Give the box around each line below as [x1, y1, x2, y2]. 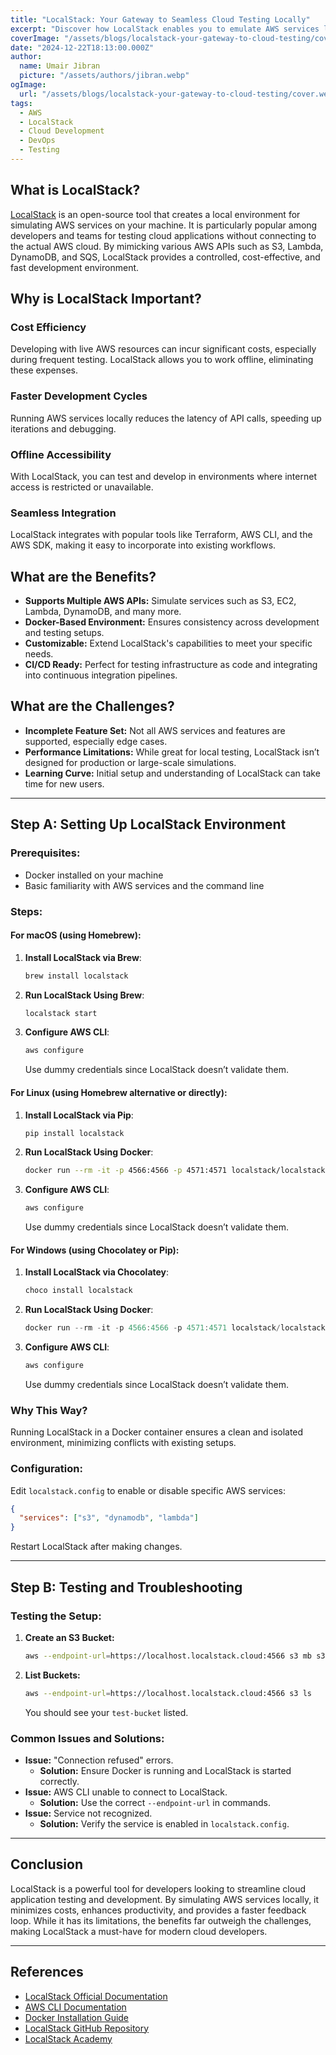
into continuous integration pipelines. [24, 669, 178, 681]
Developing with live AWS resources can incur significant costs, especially [10, 343, 317, 355]
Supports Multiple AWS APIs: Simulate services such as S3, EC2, [24, 595, 297, 607]
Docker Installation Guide [24, 2011, 130, 2023]
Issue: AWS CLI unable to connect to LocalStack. [24, 1786, 228, 1798]
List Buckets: [24, 1669, 81, 1681]
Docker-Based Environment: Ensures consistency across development [24, 616, 320, 628]
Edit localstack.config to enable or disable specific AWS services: [10, 1484, 287, 1496]
